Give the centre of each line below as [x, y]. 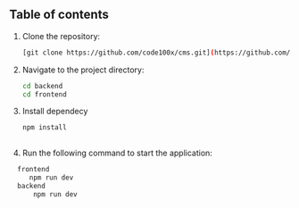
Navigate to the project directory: [83, 70]
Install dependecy [55, 112]
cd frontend [44, 94]
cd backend [42, 86]
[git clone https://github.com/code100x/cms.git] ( [118, 53]
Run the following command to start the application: [117, 153]
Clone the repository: [61, 36]
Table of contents [59, 15]
